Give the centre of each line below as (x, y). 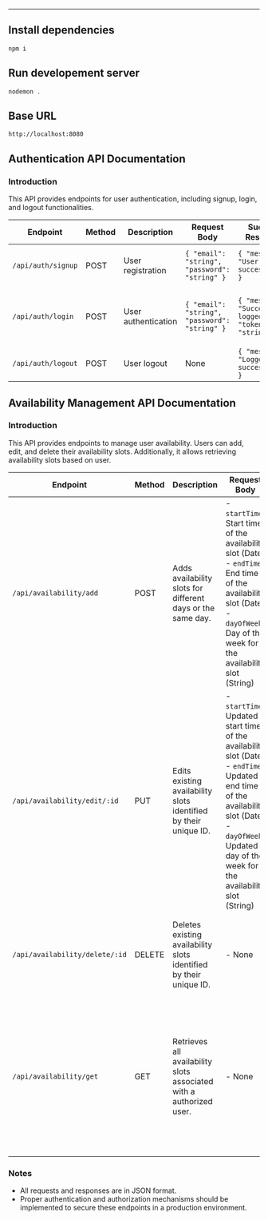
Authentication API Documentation (97, 159)
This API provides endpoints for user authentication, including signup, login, (133, 199)
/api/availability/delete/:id (70, 954)
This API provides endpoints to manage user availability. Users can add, (126, 443)
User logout (145, 364)
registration (145, 271)
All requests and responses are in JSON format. (98, 1190)
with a (184, 1091)
